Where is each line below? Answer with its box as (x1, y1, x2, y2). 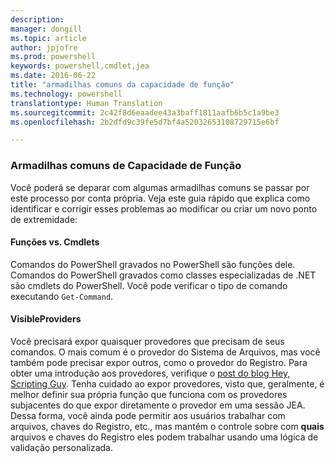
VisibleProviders (10, 313, 82, 325)
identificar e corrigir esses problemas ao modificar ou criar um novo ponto (10, 202, 318, 215)
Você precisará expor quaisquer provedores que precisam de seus (10, 335, 285, 347)
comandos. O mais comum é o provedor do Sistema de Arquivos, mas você (10, 346, 321, 358)
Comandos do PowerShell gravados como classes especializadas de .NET (10, 269, 317, 281)
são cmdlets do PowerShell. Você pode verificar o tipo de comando (10, 279, 288, 291)
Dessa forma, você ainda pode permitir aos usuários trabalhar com (10, 409, 286, 421)
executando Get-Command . (10, 290, 114, 302)
